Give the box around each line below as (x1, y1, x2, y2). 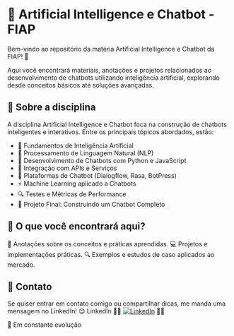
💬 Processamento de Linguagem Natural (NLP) (17, 148, 154, 157)
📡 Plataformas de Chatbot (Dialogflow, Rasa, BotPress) (17, 171, 177, 179)
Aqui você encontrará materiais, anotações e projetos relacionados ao (7, 66, 212, 74)
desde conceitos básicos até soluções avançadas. (7, 80, 154, 89)
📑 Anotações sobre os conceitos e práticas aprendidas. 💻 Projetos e (7, 239, 208, 248)
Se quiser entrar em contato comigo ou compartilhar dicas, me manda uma (7, 299, 226, 308)
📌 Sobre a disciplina (7, 102, 96, 114)
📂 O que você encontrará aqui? (7, 220, 146, 232)
